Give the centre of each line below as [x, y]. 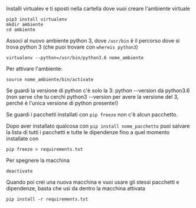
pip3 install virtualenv [37, 19]
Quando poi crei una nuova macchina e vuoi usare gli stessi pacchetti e [93, 182]
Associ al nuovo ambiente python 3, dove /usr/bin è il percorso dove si [93, 40]
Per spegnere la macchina [38, 160]
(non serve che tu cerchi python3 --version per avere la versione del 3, [92, 97]
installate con [22, 139]
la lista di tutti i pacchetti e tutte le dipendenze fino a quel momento [88, 132]
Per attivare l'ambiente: [35, 69]
